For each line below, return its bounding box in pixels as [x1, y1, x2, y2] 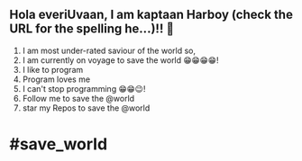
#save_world [9, 134, 108, 154]
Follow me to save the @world [22, 93, 135, 103]
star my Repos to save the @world [22, 103, 151, 113]
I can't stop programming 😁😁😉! [22, 83, 146, 94]
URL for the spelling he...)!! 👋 [9, 22, 175, 37]
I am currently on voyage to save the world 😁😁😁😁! [22, 54, 219, 66]
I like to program [22, 64, 84, 75]
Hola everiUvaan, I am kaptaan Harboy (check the [9, 7, 293, 22]
